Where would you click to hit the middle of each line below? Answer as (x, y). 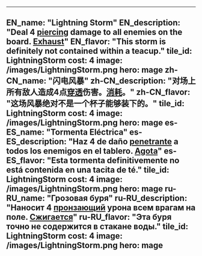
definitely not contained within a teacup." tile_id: (99, 51)
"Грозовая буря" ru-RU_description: (117, 198)
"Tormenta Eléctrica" (87, 133)
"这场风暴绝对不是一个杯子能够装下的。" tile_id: (95, 104)
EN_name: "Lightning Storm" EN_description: (93, 23)
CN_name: (26, 81)
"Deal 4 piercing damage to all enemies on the (94, 32)
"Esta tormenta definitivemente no (113, 161)
